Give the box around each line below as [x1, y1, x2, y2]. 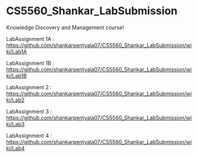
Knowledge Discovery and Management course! [6, 24, 124, 31]
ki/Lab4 [6, 145, 25, 152]
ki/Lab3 [6, 120, 25, 127]
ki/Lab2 [6, 96, 25, 103]
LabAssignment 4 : [6, 132, 52, 139]
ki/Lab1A [6, 48, 27, 55]
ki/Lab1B [6, 72, 27, 79]
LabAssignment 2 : [6, 83, 52, 90]
